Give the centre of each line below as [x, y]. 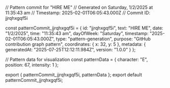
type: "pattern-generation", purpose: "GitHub [103, 39]
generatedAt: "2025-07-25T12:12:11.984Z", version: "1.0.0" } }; [70, 50]
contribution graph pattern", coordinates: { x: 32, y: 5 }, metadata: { [76, 44]
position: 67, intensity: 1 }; [32, 65]
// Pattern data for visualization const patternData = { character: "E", [77, 60]
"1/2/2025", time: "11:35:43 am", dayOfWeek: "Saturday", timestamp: [77, 33]
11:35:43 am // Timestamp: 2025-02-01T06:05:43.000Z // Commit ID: [78, 13]
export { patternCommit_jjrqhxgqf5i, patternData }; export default [74, 75]
